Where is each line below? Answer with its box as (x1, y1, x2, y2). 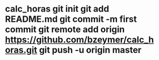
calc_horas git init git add (5, 3, 109, 15)
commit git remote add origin (5, 24, 125, 35)
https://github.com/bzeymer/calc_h (5, 34, 154, 45)
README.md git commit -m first (5, 14, 137, 25)
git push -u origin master (39, 45, 141, 56)
